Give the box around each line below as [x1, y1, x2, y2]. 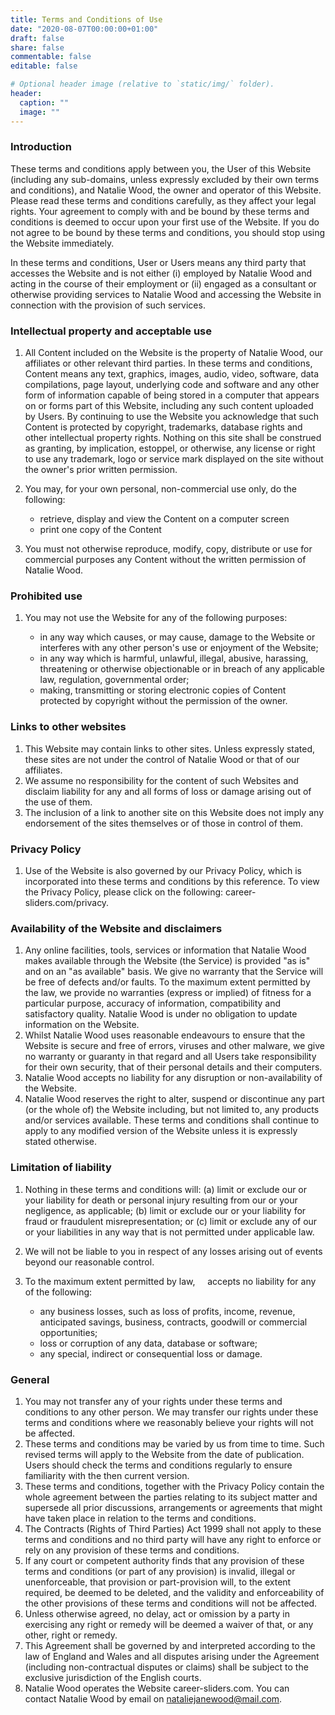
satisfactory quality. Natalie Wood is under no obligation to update [24, 1008, 298, 1020]
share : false [10, 42, 65, 53]
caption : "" [19, 97, 70, 108]
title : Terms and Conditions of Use [10, 14, 163, 25]
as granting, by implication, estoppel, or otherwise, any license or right [24, 442, 316, 455]
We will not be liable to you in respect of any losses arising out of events [24, 1245, 323, 1257]
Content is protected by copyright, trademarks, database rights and [24, 421, 303, 433]
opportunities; [39, 1326, 98, 1338]
